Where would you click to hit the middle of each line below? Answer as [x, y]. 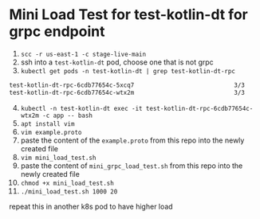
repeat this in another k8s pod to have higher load [91, 206]
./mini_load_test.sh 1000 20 [69, 192]
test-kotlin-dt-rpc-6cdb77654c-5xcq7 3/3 [127, 85]
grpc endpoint [57, 31]
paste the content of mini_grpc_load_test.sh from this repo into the [132, 166]
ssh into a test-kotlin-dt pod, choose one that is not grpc [117, 62]
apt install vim [47, 124]
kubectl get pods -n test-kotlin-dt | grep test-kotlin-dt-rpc [128, 71]
